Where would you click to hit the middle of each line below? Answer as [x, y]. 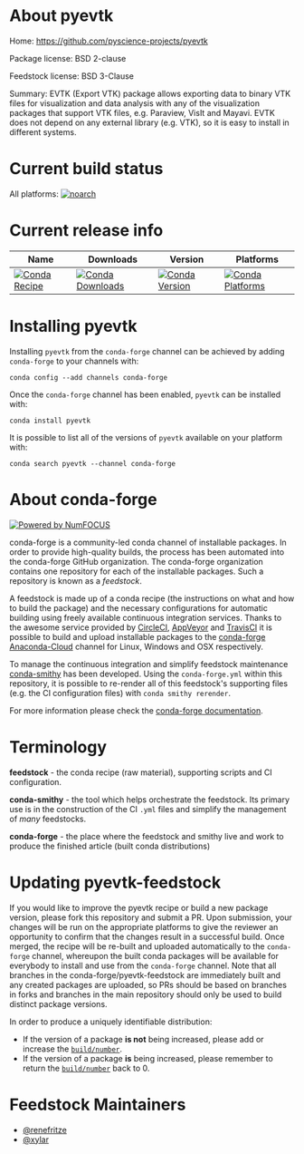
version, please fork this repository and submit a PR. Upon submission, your [151, 917]
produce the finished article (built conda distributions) [110, 846]
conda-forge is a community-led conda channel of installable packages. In [148, 542]
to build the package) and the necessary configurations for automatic [139, 607]
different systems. [43, 131]
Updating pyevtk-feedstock [115, 882]
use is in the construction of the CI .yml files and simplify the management [148, 809]
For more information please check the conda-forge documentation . [137, 710]
